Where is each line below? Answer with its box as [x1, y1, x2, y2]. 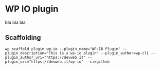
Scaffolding [5, 34, 41, 42]
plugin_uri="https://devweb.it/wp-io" [5, 59, 84, 64]
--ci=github [85, 59, 110, 64]
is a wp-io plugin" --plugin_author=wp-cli [59, 51, 149, 55]
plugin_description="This [5, 51, 57, 55]
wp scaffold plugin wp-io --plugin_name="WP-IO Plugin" [5, 46, 121, 52]
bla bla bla [5, 19, 26, 25]
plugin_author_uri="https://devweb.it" [5, 55, 86, 60]
